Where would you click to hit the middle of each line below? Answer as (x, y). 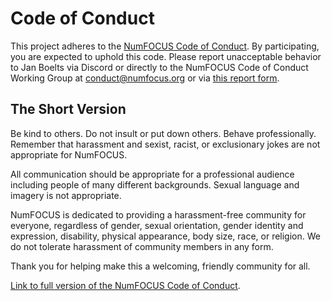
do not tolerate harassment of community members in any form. (142, 246)
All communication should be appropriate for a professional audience (152, 174)
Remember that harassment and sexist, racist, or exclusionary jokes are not (165, 144)
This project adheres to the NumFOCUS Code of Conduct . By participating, (165, 46)
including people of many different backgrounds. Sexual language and (155, 184)
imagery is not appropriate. (66, 195)
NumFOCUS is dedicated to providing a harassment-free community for (158, 214)
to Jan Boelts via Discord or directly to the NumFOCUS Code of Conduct (159, 67)
